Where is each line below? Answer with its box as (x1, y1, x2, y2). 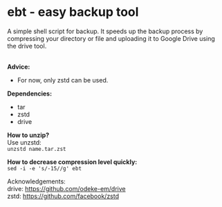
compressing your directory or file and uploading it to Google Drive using (7, 34, 216, 42)
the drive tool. (7, 42, 47, 50)
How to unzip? (7, 131, 50, 139)
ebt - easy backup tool (7, 4, 139, 20)
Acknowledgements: (7, 177, 66, 186)
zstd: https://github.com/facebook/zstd (7, 192, 120, 200)
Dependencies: (7, 89, 53, 98)
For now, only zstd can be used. (17, 75, 109, 84)
